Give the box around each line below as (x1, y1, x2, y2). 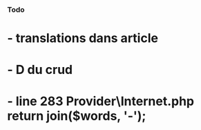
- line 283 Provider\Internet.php (7, 93, 195, 109)
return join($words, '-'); (7, 109, 146, 124)
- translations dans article (7, 30, 159, 46)
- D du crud (7, 62, 73, 77)
